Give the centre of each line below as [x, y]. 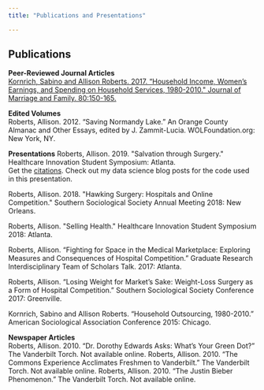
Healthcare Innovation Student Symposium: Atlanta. [92, 162]
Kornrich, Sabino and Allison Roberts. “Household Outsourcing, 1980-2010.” [131, 314]
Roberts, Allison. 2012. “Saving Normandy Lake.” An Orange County [118, 122]
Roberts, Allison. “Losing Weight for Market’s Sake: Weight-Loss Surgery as [131, 282]
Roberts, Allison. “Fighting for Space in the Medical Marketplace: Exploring [129, 250]
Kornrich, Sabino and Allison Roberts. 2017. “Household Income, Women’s [128, 82]
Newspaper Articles [42, 338]
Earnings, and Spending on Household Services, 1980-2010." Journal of [125, 90]
